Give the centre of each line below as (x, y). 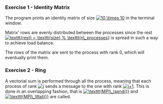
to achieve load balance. (30, 43)
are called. (60, 96)
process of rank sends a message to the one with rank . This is (77, 86)
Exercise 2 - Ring (26, 70)
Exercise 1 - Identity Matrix (37, 7)
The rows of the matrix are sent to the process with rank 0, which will (75, 52)
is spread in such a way (134, 38)
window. (13, 23)
